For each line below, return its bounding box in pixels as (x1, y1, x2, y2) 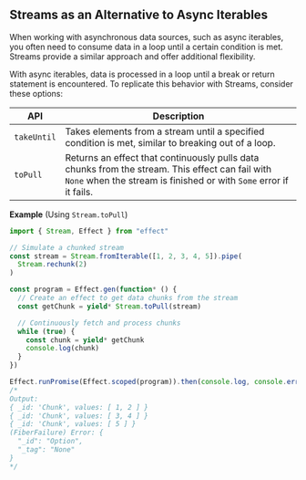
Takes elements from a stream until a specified (65, 125, 265, 138)
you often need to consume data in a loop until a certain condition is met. (9, 41, 284, 52)
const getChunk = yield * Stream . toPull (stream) (17, 301, 202, 311)
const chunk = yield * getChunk (25, 335, 145, 345)
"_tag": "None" (17, 445, 76, 454)
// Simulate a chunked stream (9, 243, 125, 252)
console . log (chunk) (25, 344, 100, 353)
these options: (9, 88, 64, 99)
